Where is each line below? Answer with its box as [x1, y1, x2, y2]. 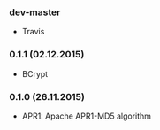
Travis [21, 27, 45, 37]
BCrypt [21, 68, 49, 79]
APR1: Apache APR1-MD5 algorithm [21, 111, 152, 121]
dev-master [9, 6, 61, 19]
